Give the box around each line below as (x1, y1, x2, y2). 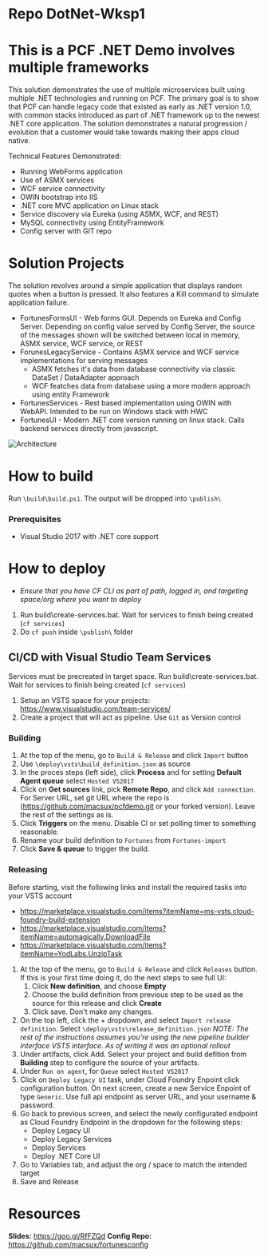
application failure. (8, 297, 69, 308)
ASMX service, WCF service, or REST (19, 339, 144, 349)
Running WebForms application (19, 167, 124, 177)
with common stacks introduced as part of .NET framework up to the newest (8, 110, 260, 120)
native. (8, 136, 30, 146)
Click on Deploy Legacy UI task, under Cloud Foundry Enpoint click (19, 1075, 240, 1084)
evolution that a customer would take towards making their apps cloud (8, 127, 239, 137)
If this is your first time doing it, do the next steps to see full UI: (19, 972, 227, 982)
